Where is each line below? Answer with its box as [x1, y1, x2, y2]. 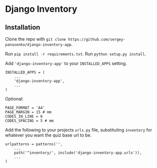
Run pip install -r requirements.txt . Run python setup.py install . [5, 51, 146, 57]
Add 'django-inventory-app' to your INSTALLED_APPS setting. [5, 61, 127, 66]
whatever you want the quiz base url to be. [5, 132, 92, 138]
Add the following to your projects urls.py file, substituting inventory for [5, 127, 153, 133]
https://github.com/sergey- [68, 37, 126, 42]
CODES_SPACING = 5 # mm [5, 118, 54, 123]
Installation [5, 23, 40, 32]
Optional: [5, 96, 24, 101]
